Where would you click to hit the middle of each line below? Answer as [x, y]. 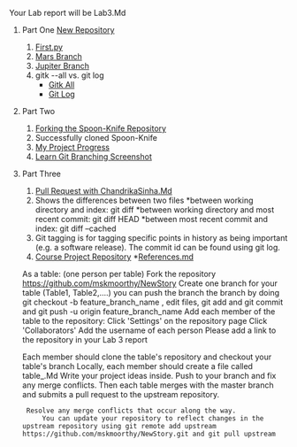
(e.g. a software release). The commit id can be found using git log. [158, 247]
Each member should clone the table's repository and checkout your [147, 357]
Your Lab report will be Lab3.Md [68, 13]
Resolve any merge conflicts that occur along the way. [131, 411]
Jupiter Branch [62, 66]
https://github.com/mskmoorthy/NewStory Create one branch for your [150, 283]
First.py [49, 47]
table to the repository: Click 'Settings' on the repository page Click [145, 321]
